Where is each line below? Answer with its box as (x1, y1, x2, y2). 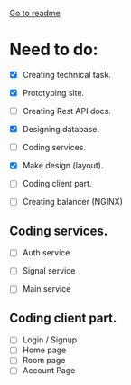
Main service (22, 284, 71, 294)
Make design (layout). (22, 160, 104, 171)
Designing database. (22, 124, 99, 135)
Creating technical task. (22, 69, 111, 80)
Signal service (22, 265, 76, 276)
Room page (22, 355, 66, 366)
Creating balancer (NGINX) (22, 197, 124, 207)
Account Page (22, 365, 76, 376)
